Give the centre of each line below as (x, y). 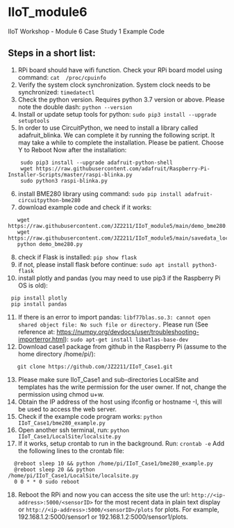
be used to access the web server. (67, 409)
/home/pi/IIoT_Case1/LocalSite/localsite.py (73, 476)
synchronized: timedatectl (56, 92)
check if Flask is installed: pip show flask (77, 257)
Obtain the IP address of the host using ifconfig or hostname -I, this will (120, 402)
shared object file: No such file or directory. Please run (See (113, 324)
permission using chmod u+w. (61, 394)
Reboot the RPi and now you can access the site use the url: (104, 495)
